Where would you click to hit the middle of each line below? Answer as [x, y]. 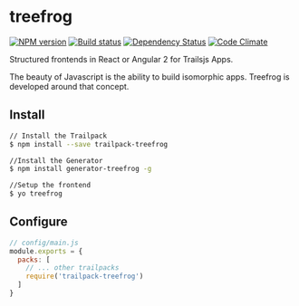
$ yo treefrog [36, 194]
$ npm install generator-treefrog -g [81, 169]
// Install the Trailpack [58, 136]
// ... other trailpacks [72, 268]
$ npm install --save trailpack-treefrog [89, 144]
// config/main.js [44, 243]
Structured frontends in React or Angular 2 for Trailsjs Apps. [121, 59]
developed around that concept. [69, 86]
